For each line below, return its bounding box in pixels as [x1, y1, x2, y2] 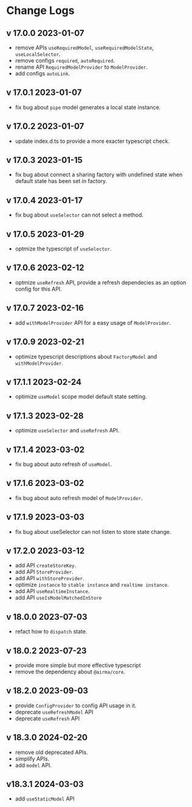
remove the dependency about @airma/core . [15, 668, 126, 675]
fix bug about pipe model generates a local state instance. [15, 103, 161, 111]
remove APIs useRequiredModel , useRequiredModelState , [15, 44, 154, 51]
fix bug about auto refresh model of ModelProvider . [15, 494, 143, 502]
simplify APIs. [15, 755, 50, 762]
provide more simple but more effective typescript [15, 662, 141, 669]
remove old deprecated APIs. [15, 749, 88, 756]
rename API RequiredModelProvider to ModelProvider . [15, 63, 148, 71]
